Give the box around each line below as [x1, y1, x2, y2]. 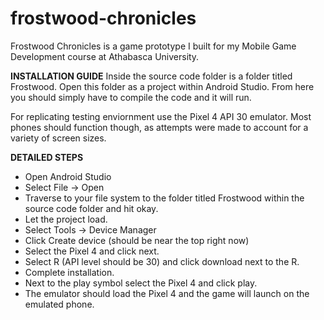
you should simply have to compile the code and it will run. [10, 91, 252, 103]
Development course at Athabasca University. [10, 50, 200, 62]
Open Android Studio [24, 170, 112, 182]
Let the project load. [24, 213, 108, 225]
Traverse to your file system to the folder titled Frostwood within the [24, 192, 305, 204]
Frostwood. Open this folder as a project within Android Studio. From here [10, 80, 315, 92]
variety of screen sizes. [10, 132, 107, 144]
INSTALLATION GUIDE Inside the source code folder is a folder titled [10, 70, 293, 82]
